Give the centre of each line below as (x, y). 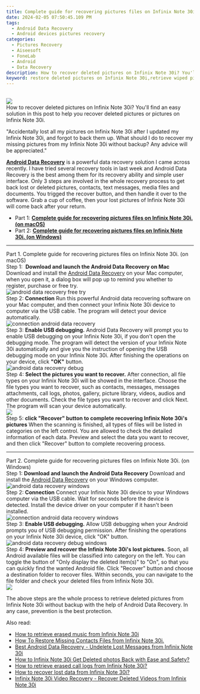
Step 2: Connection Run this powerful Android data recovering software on (98, 298)
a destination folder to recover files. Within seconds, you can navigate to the (100, 575)
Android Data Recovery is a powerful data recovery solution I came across (98, 162)
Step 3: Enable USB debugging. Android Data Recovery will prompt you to (97, 330)
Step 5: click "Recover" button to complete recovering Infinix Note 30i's (97, 418)
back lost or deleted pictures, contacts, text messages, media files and (93, 188)
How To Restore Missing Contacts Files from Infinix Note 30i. (90, 640)
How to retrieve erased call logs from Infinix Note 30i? (81, 666)
